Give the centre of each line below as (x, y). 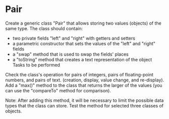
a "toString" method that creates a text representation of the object (82, 59)
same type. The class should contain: (44, 28)
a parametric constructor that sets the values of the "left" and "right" (84, 43)
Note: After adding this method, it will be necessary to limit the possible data (84, 100)
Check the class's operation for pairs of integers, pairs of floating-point (79, 74)
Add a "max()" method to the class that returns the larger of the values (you (84, 85)
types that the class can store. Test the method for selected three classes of (84, 105)
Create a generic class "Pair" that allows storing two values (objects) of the (83, 23)
